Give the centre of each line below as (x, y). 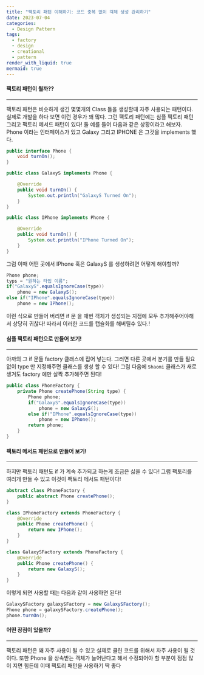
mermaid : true (24, 68)
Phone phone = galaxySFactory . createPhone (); (65, 610)
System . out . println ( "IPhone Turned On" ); (81, 240)
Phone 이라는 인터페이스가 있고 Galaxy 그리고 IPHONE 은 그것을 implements (98, 132)
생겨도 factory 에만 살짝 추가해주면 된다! (54, 374)
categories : (21, 23)
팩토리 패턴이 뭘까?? (30, 88)
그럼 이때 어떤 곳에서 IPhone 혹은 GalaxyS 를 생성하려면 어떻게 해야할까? (93, 264)
